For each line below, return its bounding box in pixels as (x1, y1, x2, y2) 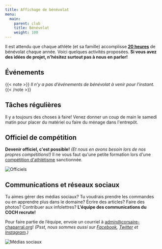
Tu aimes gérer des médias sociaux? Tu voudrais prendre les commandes (5, 194, 154, 200)
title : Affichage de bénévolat (5, 7, 69, 12)
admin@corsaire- (105, 219, 140, 225)
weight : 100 (14, 30, 38, 35)
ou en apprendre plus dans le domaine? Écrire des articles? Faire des (5, 199, 145, 205)
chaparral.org (5, 224, 33, 230)
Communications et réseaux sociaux (5, 181, 120, 189)
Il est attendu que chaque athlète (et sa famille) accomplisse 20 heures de (5, 44, 156, 49)
